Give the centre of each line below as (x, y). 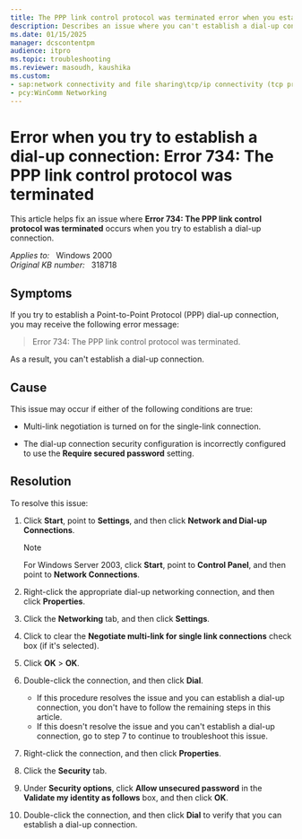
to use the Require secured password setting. (109, 453)
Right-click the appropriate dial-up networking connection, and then (149, 591)
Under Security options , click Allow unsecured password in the (142, 788)
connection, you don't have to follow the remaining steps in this (154, 707)
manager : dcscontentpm (52, 43)
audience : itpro (40, 51)
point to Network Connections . (81, 574)
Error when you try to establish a (134, 137)
